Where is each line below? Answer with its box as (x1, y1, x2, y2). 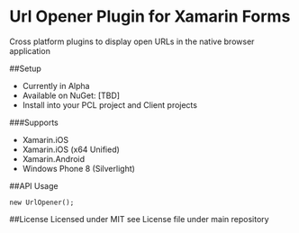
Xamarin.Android (22, 153, 86, 164)
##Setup (9, 63, 42, 74)
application (9, 45, 51, 56)
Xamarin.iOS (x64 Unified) (22, 144, 120, 155)
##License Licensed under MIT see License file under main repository (9, 213, 269, 224)
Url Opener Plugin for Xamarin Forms (9, 6, 291, 27)
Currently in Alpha (22, 80, 90, 91)
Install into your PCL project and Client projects (22, 99, 198, 110)
